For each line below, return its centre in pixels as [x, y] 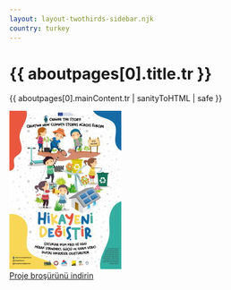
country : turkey [39, 28]
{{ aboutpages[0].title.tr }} [111, 74]
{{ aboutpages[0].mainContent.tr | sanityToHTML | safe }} [115, 98]
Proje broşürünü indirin [51, 276]
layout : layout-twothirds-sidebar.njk [81, 19]
